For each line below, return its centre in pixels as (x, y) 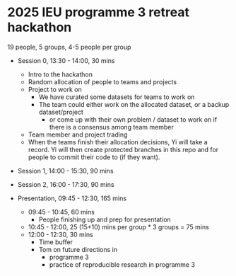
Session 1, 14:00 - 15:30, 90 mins (66, 171)
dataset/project (61, 112)
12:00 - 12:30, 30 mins (60, 234)
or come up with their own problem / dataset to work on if (133, 119)
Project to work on (55, 89)
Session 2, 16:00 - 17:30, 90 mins (66, 184)
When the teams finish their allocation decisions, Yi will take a (118, 142)
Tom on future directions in (78, 249)
